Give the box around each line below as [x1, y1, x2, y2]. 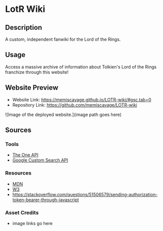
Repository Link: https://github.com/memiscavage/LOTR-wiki [12, 102, 137, 108]
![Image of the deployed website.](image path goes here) [5, 112, 122, 117]
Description [5, 23, 42, 32]
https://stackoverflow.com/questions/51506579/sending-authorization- [12, 191, 158, 197]
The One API [12, 152, 39, 158]
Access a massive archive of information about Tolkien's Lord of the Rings [5, 63, 157, 70]
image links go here [12, 220, 53, 226]
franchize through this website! [5, 69, 69, 75]
